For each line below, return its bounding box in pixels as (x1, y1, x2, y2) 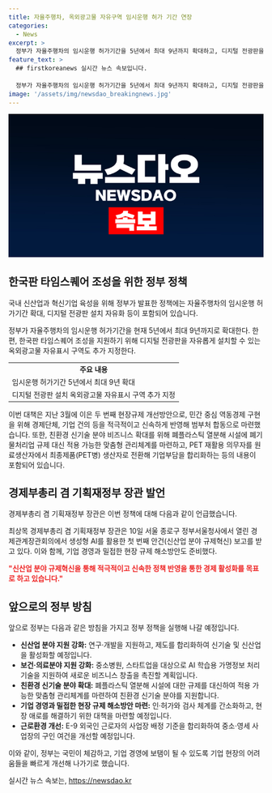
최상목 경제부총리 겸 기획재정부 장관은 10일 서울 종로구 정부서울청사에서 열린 (8, 527, 249, 536)
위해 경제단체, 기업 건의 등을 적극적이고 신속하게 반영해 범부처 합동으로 (16, 420, 240, 429)
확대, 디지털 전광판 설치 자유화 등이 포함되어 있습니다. (29, 308, 198, 318)
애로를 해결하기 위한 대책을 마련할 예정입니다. (28, 711, 172, 721)
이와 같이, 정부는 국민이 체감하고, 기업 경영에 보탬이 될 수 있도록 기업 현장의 (8, 748, 245, 758)
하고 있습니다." (16, 573, 63, 583)
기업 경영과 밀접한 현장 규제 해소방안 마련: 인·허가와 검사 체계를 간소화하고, (19, 701, 254, 710)
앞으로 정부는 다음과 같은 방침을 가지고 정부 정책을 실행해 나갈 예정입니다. (8, 623, 240, 633)
